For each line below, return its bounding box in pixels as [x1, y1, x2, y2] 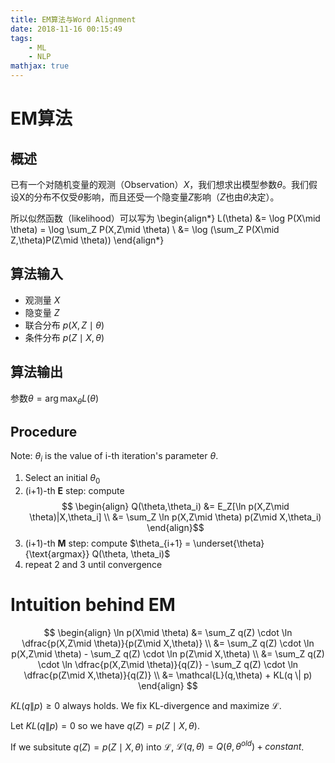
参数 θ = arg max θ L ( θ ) [10, 392, 99, 406]
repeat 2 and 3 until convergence [24, 558, 163, 570]
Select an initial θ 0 [24, 472, 101, 486]
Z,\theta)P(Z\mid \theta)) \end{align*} [10, 234, 165, 246]
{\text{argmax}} [24, 547, 90, 560]
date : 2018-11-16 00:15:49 [10, 24, 123, 34]
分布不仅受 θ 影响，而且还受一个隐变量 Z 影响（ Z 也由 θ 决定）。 [33, 191, 280, 203]
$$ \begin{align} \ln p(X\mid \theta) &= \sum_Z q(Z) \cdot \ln [43, 626, 293, 638]
